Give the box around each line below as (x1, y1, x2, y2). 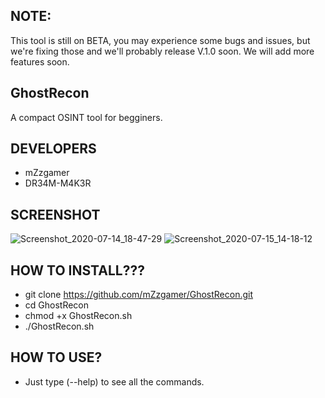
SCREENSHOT (10, 206, 101, 223)
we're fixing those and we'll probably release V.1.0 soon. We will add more (10, 45, 315, 57)
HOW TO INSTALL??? (10, 262, 145, 279)
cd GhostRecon (24, 299, 90, 311)
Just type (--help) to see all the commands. (24, 375, 205, 388)
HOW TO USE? (10, 349, 103, 366)
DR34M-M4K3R (24, 177, 92, 189)
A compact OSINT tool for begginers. (10, 111, 163, 123)
